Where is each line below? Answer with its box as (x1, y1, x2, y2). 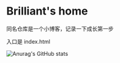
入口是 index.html (6, 38, 51, 45)
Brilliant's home (6, 4, 88, 18)
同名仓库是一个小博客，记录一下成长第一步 (6, 25, 114, 32)
